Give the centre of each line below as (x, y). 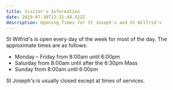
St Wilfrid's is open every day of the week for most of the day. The (87, 39)
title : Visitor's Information (43, 11)
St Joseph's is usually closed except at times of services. (76, 81)
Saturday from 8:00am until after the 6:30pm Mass (76, 63)
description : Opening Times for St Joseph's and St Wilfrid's (84, 22)
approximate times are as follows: (47, 45)
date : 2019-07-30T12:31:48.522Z (46, 17)
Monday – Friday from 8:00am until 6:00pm (67, 57)
